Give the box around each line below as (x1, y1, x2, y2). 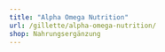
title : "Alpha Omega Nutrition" (9, 12, 129, 22)
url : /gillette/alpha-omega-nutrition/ (9, 21, 157, 30)
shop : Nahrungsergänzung (9, 29, 101, 38)
